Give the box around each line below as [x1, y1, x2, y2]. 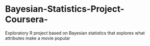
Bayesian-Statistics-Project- [5, 3, 125, 15]
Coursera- [5, 14, 48, 25]
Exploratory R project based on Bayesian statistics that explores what [5, 30, 145, 36]
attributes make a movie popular [5, 35, 71, 41]
